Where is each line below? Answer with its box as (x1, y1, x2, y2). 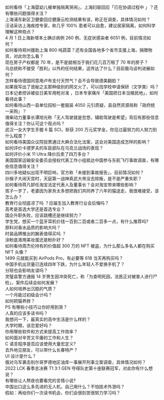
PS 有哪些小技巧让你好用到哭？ (5, 304, 67, 310)
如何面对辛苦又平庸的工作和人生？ (5, 335, 74, 340)
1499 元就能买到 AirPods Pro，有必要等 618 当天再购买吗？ (5, 255, 123, 261)
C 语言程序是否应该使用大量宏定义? (5, 341, 76, 347)
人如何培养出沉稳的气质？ (5, 286, 57, 291)
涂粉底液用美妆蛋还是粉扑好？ (5, 237, 65, 242)
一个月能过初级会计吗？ (5, 292, 52, 298)
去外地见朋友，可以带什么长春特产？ (5, 347, 78, 353)
